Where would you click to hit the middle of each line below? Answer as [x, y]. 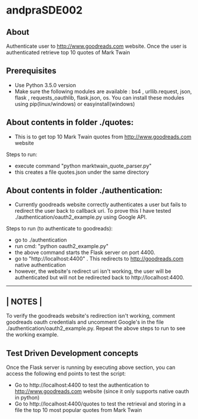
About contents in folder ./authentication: [84, 191]
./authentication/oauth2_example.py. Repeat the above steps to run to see [96, 328]
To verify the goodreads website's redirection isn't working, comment [91, 316]
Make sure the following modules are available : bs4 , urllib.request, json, [103, 91]
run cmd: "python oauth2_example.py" [62, 246]
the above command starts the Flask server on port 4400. [85, 253]
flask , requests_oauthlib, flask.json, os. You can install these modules [99, 97]
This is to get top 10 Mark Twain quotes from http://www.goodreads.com [103, 137]
